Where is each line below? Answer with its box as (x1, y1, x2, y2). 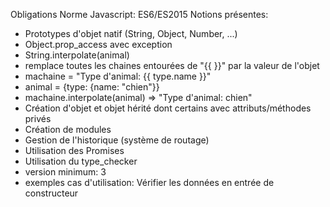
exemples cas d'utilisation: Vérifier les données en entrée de (24, 177, 275, 188)
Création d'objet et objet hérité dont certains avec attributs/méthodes (24, 102, 312, 114)
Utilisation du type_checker (24, 155, 138, 167)
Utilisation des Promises (24, 145, 125, 156)
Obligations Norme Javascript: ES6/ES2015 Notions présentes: (10, 9, 269, 20)
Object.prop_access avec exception (24, 39, 173, 50)
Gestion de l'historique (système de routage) (24, 134, 210, 146)
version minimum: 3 (24, 166, 107, 178)
